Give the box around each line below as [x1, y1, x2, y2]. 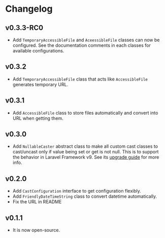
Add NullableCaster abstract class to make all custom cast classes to [12, 143, 158, 149]
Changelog [5, 3, 53, 15]
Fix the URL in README [12, 199, 62, 205]
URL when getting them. [12, 115, 63, 121]
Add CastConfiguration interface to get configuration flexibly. [12, 188, 141, 194]
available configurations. [12, 48, 64, 54]
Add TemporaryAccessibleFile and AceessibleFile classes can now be [12, 37, 160, 43]
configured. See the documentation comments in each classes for [12, 42, 151, 48]
